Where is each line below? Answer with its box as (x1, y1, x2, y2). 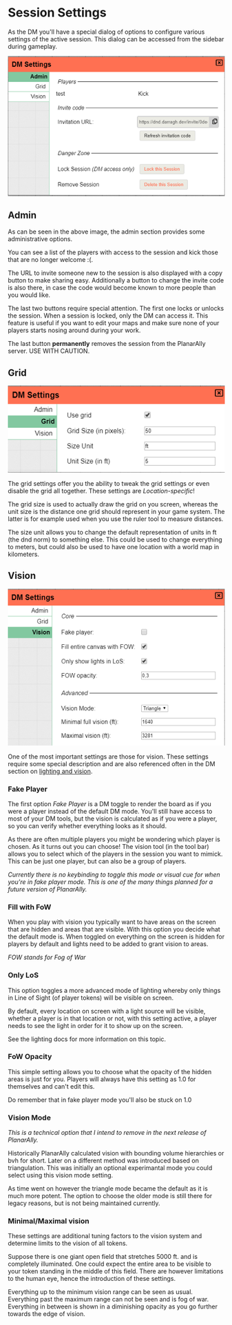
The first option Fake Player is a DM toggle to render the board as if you (8, 799, 212, 808)
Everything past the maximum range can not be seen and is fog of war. (8, 1295, 209, 1304)
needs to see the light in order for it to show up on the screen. (8, 1021, 183, 1029)
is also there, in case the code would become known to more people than (8, 284, 216, 292)
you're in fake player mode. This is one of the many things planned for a (8, 877, 213, 886)
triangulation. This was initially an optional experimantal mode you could (8, 1164, 213, 1172)
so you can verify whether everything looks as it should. (8, 821, 167, 830)
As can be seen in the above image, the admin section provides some (8, 227, 205, 236)
